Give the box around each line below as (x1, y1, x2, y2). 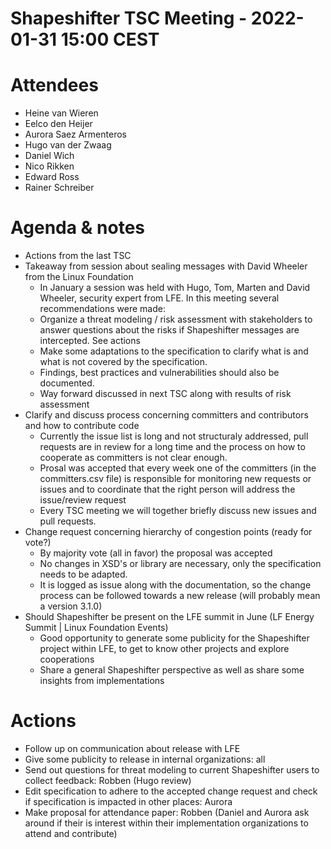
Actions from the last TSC (24, 250, 132, 262)
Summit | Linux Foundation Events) (24, 622, 169, 634)
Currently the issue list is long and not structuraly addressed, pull (39, 430, 309, 442)
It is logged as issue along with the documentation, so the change (39, 579, 312, 591)
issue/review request (39, 494, 127, 506)
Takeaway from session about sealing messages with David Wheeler (24, 260, 308, 272)
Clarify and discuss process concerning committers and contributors (24, 409, 309, 421)
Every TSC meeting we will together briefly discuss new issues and (39, 505, 317, 517)
